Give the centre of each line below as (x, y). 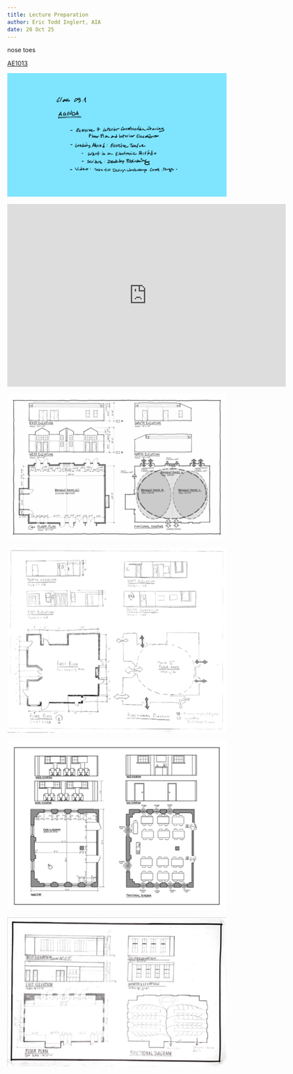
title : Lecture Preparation (48, 15)
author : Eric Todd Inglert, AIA (54, 22)
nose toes (22, 50)
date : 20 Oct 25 (31, 29)
